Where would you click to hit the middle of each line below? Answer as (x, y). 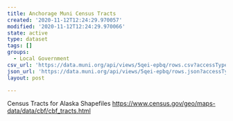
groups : (18, 53)
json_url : (21, 71)
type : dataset (28, 39)
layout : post (26, 78)
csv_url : (20, 65)
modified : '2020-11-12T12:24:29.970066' (67, 26)
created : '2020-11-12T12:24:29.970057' (65, 20)
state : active (28, 33)
